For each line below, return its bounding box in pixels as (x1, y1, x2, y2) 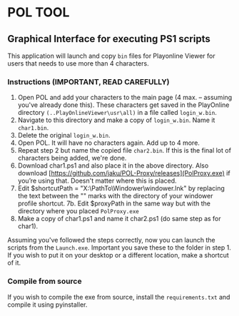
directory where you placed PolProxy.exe (17, 207, 139, 215)
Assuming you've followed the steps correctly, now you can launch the (7, 236, 215, 245)
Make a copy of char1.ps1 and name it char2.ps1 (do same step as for (17, 215, 221, 223)
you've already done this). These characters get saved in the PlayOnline (17, 101, 230, 109)
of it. (7, 258, 21, 267)
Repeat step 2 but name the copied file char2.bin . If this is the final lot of (17, 146, 232, 155)
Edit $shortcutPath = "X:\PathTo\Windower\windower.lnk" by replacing (17, 184, 225, 193)
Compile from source (7, 276, 82, 286)
